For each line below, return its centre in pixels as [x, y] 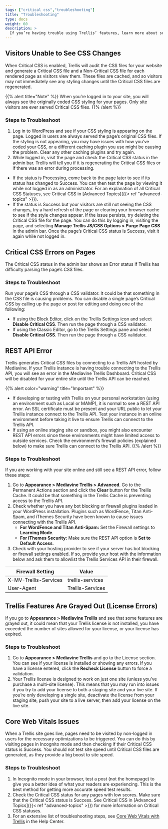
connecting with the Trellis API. [44, 522]
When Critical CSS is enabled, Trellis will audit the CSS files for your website [84, 65]
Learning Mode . [37, 533]
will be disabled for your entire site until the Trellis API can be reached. [78, 379]
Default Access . [37, 543]
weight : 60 [16, 24]
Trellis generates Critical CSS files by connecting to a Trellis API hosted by [82, 363]
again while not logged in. [39, 236]
